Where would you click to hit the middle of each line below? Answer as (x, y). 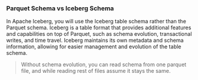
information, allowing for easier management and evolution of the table (94, 47)
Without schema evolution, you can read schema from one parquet (103, 64)
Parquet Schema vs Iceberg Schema (60, 8)
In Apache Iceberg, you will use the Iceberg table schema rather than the (96, 21)
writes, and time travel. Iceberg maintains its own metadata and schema (95, 41)
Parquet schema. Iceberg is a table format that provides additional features (99, 27)
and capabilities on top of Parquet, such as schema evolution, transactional (99, 34)
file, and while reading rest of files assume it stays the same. (96, 71)
